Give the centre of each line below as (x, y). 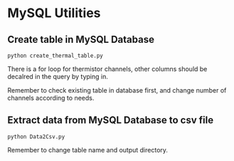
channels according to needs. (51, 98)
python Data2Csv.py (36, 137)
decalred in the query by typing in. (58, 77)
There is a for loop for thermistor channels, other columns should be (107, 69)
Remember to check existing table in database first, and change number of (117, 90)
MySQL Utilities (54, 13)
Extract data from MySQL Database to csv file (111, 120)
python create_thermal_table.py (55, 56)
